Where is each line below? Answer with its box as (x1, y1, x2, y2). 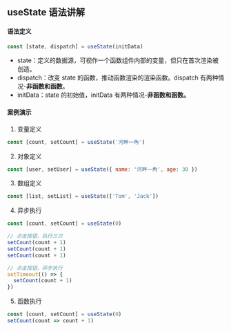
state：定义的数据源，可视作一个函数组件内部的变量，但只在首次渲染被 (17, 56, 219, 64)
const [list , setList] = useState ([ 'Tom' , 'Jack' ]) (7, 193, 159, 200)
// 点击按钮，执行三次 (7, 232, 63, 240)
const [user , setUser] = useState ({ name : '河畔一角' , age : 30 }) (7, 165, 198, 173)
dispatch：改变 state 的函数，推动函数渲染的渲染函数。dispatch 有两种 (17, 73, 219, 82)
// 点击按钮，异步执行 (7, 264, 63, 271)
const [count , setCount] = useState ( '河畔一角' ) (7, 138, 145, 145)
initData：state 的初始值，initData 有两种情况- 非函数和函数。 (17, 91, 190, 99)
